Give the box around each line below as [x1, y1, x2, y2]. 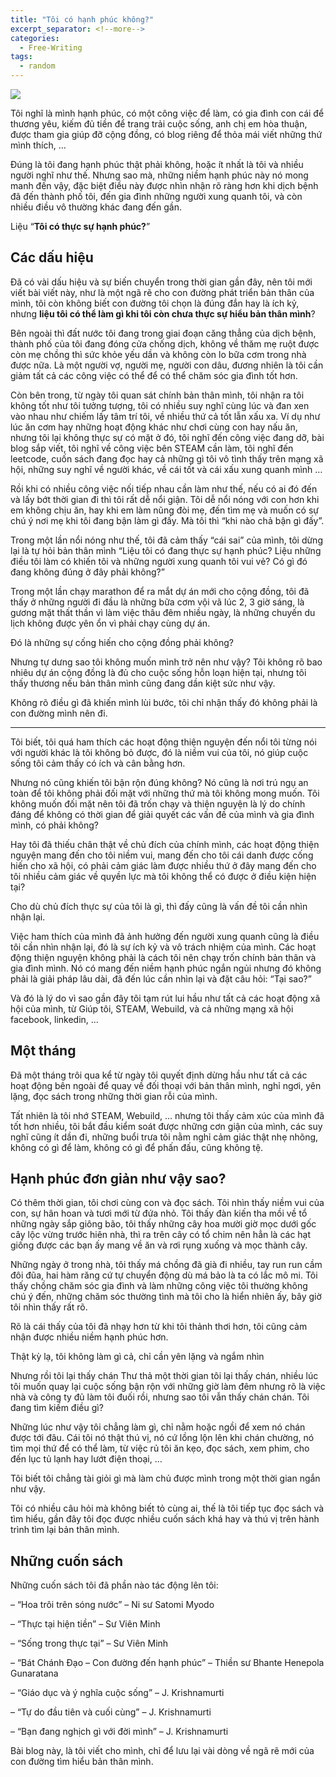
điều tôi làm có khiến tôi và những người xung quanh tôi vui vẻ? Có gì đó [10, 555, 308, 567]
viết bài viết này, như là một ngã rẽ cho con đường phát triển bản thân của [10, 286, 315, 298]
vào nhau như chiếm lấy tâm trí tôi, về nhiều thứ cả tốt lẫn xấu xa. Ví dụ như [10, 410, 321, 422]
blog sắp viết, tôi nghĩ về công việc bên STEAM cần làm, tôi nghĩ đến [10, 442, 294, 454]
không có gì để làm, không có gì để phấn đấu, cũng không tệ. [10, 1141, 264, 1153]
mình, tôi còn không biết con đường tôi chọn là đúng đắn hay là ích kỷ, [10, 297, 300, 309]
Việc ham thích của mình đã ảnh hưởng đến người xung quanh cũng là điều [10, 930, 320, 942]
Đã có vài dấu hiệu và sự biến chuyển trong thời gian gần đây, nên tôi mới [10, 276, 313, 288]
